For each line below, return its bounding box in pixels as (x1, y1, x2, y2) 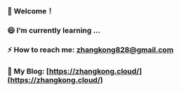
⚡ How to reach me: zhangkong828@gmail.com (7, 44, 174, 54)
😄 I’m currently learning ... (7, 25, 101, 35)
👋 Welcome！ (7, 6, 54, 15)
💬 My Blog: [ (7, 66, 50, 76)
